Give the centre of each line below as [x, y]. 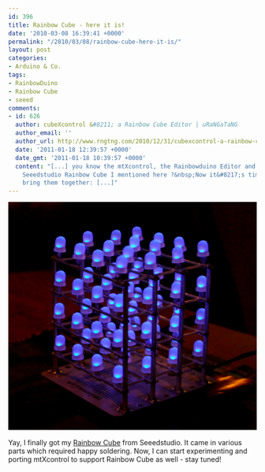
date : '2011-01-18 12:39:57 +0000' [74, 150]
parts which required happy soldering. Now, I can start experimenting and [128, 451]
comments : [24, 108]
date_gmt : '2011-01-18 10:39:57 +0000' [81, 158]
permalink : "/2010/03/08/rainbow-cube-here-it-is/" [95, 42]
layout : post [30, 50]
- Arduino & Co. [35, 67]
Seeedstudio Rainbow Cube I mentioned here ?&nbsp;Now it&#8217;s [134, 175]
